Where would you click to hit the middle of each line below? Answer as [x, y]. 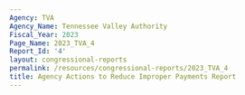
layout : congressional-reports [68, 60]
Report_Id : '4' [38, 52]
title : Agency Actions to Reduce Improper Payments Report [123, 77]
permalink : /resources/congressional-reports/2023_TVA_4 [119, 69]
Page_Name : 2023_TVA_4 [52, 43]
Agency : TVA [32, 18]
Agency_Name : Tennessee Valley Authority [89, 26]
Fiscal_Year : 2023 [44, 34]
